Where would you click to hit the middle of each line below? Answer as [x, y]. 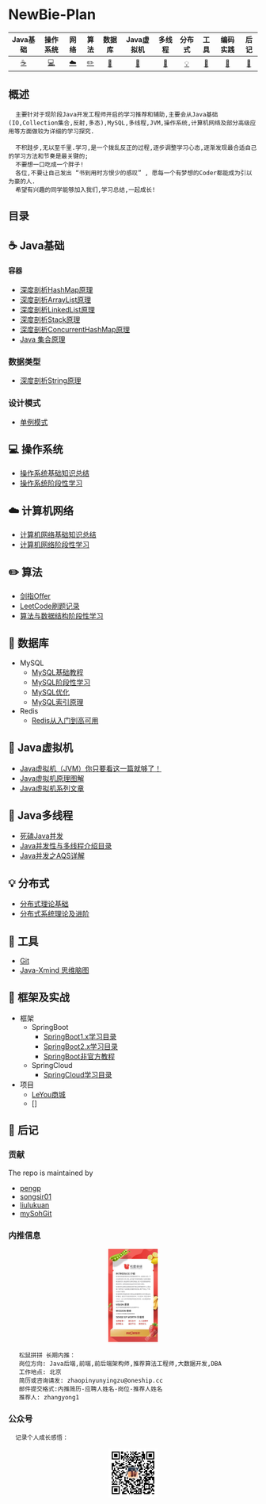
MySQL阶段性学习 [61, 682]
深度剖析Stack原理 [50, 320]
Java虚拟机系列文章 [52, 788]
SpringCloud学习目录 [78, 1074]
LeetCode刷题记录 [49, 606]
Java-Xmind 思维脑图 [54, 970]
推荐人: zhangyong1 [49, 1398]
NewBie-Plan [52, 15]
